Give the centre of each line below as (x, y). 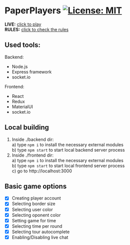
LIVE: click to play (23, 24)
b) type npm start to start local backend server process (68, 150)
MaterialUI (22, 107)
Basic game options (36, 186)
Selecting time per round (37, 226)
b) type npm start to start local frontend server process (68, 165)
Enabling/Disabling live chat (40, 237)
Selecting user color (32, 209)
